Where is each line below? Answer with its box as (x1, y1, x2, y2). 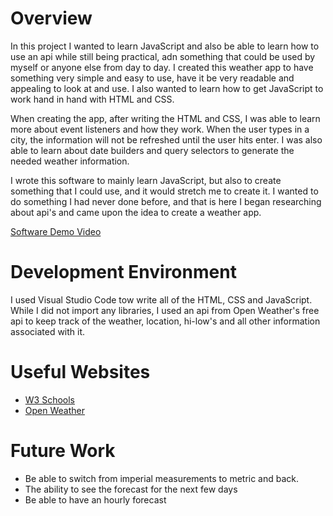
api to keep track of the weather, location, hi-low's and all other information (10, 315, 321, 327)
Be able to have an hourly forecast (24, 493, 167, 506)
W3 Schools (24, 393, 76, 406)
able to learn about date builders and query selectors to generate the (10, 144, 295, 156)
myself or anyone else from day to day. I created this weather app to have (10, 61, 314, 73)
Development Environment (10, 261, 237, 284)
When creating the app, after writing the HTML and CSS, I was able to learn (10, 112, 321, 124)
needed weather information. (10, 155, 130, 167)
